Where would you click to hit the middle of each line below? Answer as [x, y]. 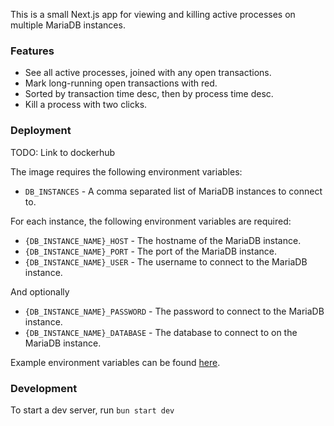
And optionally [40, 291]
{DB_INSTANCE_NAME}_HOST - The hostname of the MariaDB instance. [163, 240]
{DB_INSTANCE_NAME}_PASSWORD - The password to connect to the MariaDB [174, 311]
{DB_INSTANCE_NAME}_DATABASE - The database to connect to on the [161, 332]
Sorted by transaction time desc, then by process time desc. [149, 94]
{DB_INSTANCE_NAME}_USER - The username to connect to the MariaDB [166, 261]
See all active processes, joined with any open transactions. [148, 73]
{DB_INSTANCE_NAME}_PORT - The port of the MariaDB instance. [151, 251]
